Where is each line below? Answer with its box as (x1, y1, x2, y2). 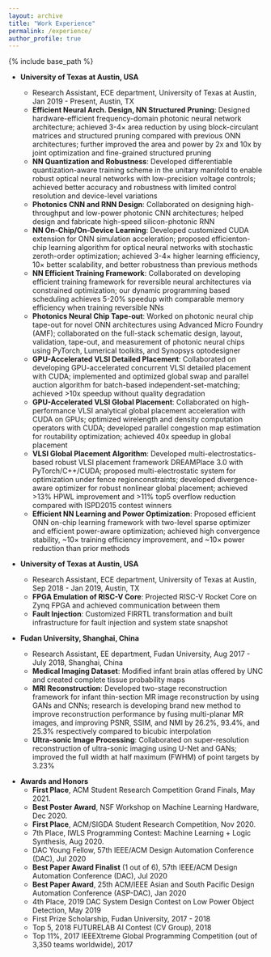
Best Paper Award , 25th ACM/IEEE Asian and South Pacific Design (32, 879, 255, 890)
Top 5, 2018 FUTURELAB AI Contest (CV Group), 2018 (32, 923, 212, 933)
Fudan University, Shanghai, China (19, 633, 140, 643)
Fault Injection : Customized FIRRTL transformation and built (32, 609, 233, 619)
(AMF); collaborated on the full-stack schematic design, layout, (32, 328, 243, 338)
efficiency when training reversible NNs (32, 303, 164, 312)
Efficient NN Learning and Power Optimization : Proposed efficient (32, 509, 256, 519)
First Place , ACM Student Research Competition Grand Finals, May (32, 786, 256, 795)
